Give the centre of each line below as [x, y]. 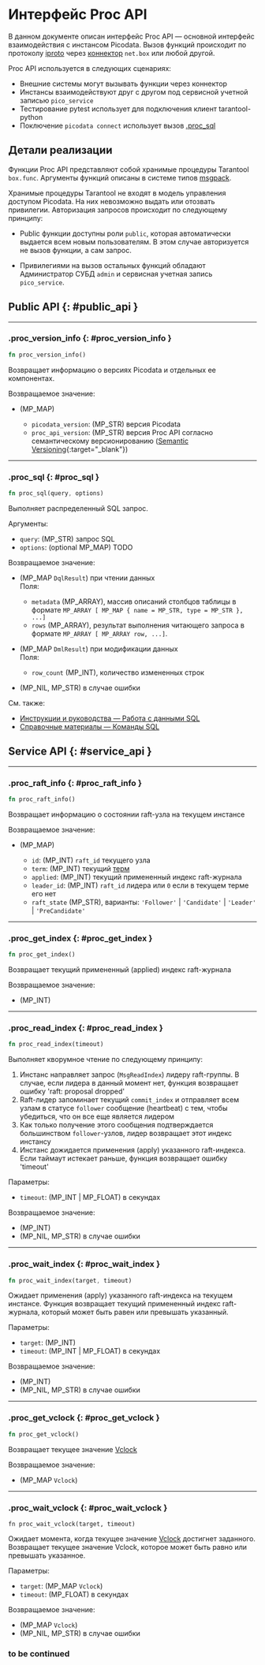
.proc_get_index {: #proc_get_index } [80, 938]
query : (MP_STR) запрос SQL [67, 538]
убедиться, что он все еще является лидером [97, 1116]
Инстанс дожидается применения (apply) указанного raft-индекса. [132, 1150]
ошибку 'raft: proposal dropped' [72, 1091]
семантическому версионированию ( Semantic [110, 441]
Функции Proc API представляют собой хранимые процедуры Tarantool [129, 169]
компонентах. [32, 378]
